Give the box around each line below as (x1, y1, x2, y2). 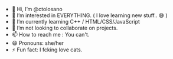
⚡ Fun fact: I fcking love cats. (11, 46, 83, 53)
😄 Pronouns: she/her (11, 40, 64, 47)
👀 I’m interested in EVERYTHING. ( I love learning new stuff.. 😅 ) (11, 12, 168, 19)
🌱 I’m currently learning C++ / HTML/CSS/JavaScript (11, 18, 141, 25)
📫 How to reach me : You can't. (11, 31, 90, 38)
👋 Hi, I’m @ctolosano (11, 6, 63, 12)
